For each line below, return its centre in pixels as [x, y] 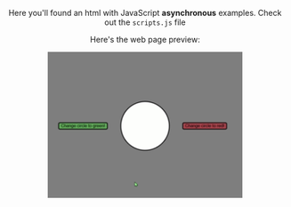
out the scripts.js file [145, 22]
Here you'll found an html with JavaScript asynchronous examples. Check [145, 13]
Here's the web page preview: [145, 40]
